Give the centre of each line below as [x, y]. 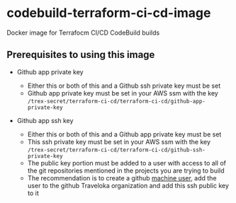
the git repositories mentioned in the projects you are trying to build [126, 170]
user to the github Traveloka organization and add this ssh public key [128, 185]
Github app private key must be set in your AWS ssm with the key [123, 93]
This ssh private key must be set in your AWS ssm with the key [119, 141]
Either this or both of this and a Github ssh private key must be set [124, 86]
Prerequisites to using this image [81, 55]
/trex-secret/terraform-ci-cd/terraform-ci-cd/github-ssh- [117, 150]
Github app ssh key [45, 120]
